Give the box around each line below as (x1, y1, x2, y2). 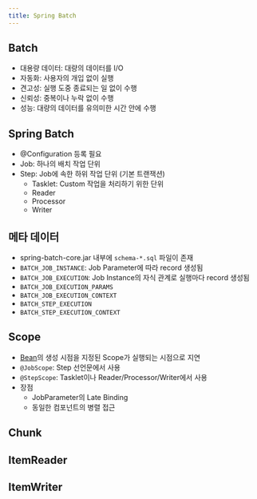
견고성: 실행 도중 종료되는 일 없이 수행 (19, 83, 137, 93)
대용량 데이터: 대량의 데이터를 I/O (19, 63, 124, 73)
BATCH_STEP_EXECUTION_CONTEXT (19, 309, 121, 317)
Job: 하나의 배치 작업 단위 (19, 159, 101, 168)
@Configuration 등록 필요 (19, 149, 102, 159)
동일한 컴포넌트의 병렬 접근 (31, 402, 116, 412)
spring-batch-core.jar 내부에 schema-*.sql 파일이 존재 (19, 253, 194, 263)
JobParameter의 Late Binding (31, 392, 128, 402)
